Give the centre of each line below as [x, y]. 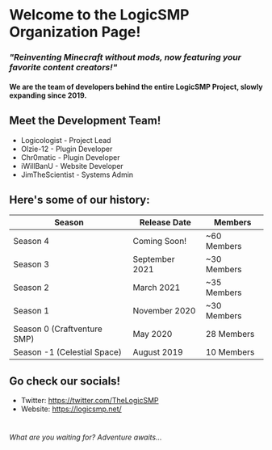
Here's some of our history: [80, 200]
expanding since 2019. [48, 95]
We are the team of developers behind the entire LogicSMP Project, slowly [136, 86]
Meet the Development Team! [85, 121]
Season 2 [31, 288]
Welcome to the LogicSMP [99, 15]
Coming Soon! [160, 242]
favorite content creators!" [63, 68]
